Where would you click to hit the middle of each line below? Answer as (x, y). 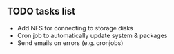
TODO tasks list (41, 11)
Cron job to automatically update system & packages (92, 35)
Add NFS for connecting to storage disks (75, 28)
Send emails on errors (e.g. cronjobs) (70, 43)
